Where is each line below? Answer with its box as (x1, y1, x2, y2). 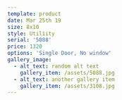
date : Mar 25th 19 (7, 17, 61, 24)
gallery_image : (7, 56, 52, 63)
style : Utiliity (7, 30, 55, 37)
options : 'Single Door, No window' (7, 50, 112, 57)
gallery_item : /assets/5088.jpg (20, 69, 115, 76)
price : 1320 (7, 43, 42, 50)
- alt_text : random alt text (13, 63, 99, 70)
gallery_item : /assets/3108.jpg (20, 82, 115, 89)
